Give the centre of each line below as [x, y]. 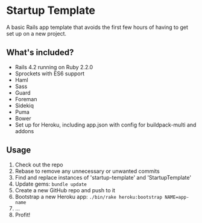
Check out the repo [39, 165]
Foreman [26, 99]
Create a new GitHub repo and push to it [65, 190]
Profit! [23, 215]
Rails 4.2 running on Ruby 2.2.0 [54, 67]
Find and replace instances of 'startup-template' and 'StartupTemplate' [103, 177]
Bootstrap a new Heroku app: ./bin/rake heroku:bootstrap [89, 196]
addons [24, 131]
